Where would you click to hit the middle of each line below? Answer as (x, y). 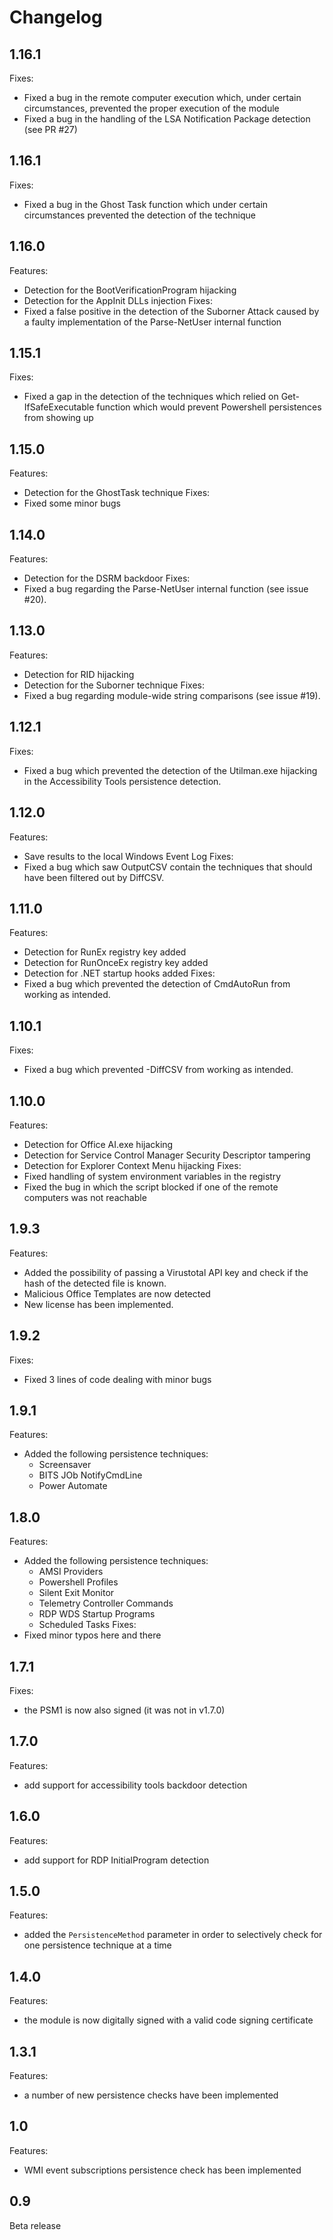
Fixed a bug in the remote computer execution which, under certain (162, 97)
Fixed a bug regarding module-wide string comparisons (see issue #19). (172, 695)
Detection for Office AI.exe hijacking (98, 1144)
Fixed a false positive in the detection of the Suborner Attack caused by (171, 311)
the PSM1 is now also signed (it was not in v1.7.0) (124, 1710)
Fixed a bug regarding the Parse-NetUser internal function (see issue (166, 589)
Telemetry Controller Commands (106, 1603)
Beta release (35, 2225)
